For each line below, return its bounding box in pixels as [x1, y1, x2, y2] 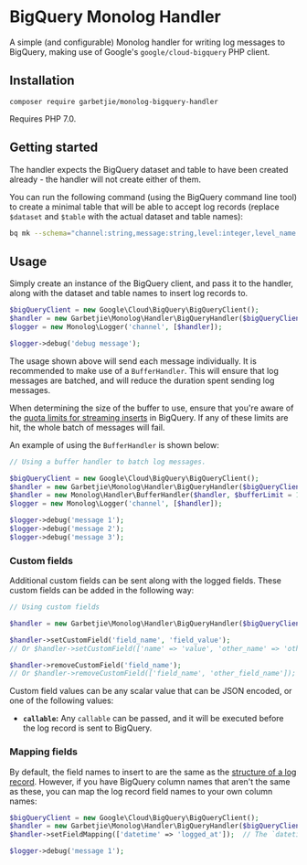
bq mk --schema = [9, 229, 71, 238]
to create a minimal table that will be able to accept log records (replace [9, 201, 281, 212]
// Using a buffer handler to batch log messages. [9, 457, 206, 466]
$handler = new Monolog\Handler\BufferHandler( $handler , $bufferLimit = [9, 491, 292, 500]
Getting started [9, 140, 99, 155]
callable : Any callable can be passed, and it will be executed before [22, 713, 285, 724]
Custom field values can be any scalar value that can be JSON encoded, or [9, 686, 292, 697]
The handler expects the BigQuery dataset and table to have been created [9, 164, 289, 175]
